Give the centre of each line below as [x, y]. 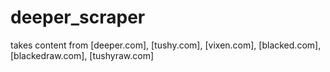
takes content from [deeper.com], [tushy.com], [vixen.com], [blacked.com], [166, 45]
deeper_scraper [78, 17]
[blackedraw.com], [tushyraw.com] [82, 55]
